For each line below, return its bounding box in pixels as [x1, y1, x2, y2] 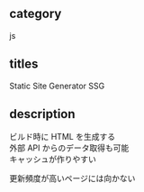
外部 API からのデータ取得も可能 [9, 142, 130, 153]
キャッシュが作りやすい [9, 154, 96, 165]
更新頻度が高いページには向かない [9, 173, 136, 184]
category [9, 6, 62, 22]
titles [9, 57, 39, 72]
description [9, 106, 76, 122]
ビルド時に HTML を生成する [9, 132, 115, 142]
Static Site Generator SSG [9, 80, 105, 91]
